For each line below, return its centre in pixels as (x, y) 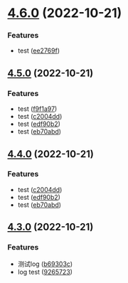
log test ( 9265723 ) (45, 272)
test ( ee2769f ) (39, 50)
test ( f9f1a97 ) (37, 109)
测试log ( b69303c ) (45, 264)
